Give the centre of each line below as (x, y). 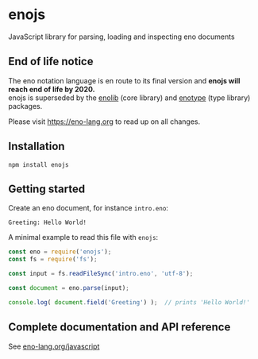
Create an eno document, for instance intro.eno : (89, 208)
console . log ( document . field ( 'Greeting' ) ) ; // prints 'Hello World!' (129, 302)
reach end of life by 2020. (52, 89)
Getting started (47, 189)
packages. (25, 106)
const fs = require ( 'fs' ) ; (53, 260)
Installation (37, 147)
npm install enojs (39, 164)
